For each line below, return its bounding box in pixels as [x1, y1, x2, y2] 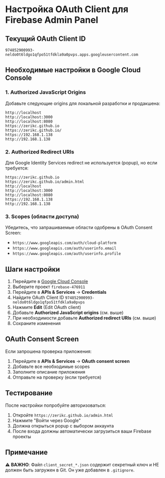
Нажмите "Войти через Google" [12, 417, 81, 423]
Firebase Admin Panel [5, 14, 99, 26]
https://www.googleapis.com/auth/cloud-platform [12, 241, 117, 246]
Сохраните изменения [12, 321, 61, 327]
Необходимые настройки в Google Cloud [5, 66, 141, 74]
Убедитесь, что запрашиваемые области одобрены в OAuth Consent [5, 225, 152, 231]
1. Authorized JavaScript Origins [5, 89, 87, 96]
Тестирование [5, 389, 53, 397]
